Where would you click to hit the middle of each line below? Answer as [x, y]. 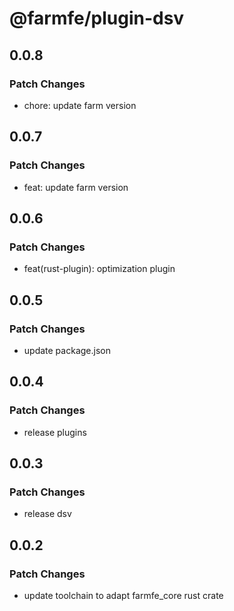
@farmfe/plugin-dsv [97, 18]
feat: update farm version [76, 187]
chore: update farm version [80, 105]
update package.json [67, 350]
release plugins [55, 432]
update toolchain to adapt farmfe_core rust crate [123, 595]
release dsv [47, 514]
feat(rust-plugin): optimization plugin [99, 269]
